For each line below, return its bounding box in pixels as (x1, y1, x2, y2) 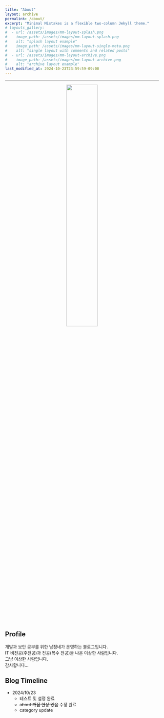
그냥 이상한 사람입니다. (5, 656, 48, 662)
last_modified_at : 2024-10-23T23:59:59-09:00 (5, 67, 99, 71)
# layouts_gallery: (5, 25, 45, 30)
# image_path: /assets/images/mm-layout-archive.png (5, 57, 121, 62)
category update (19, 707, 53, 713)
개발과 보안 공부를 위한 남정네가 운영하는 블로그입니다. (5, 644, 108, 649)
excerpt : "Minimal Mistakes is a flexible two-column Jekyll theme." (5, 21, 150, 26)
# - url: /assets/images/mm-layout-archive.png (5, 52, 106, 58)
